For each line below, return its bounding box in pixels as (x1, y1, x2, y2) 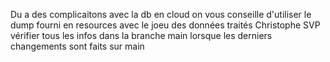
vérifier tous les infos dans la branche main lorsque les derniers (10, 30, 273, 41)
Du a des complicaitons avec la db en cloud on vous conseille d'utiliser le (10, 9, 312, 20)
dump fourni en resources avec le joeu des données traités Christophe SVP (10, 19, 321, 31)
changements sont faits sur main (10, 40, 145, 52)
